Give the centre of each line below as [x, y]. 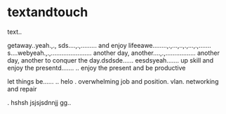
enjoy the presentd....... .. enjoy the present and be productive [97, 68]
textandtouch [48, 12]
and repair [22, 89]
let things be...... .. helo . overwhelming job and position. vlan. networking [113, 81]
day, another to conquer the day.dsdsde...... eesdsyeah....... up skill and [111, 60]
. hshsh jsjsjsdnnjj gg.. [39, 102]
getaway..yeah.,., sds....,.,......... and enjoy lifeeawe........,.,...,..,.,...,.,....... [109, 45]
